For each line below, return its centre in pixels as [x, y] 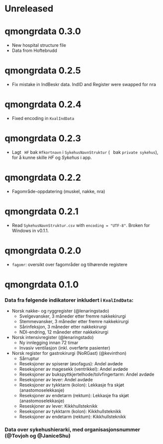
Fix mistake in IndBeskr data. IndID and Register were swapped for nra [84, 85]
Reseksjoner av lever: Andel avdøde [56, 380]
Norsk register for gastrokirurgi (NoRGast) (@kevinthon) [69, 353]
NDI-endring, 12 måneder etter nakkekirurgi [64, 332]
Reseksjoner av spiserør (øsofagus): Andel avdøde [71, 364]
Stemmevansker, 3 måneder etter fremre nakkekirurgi [74, 322]
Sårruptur [29, 358]
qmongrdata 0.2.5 [43, 71]
